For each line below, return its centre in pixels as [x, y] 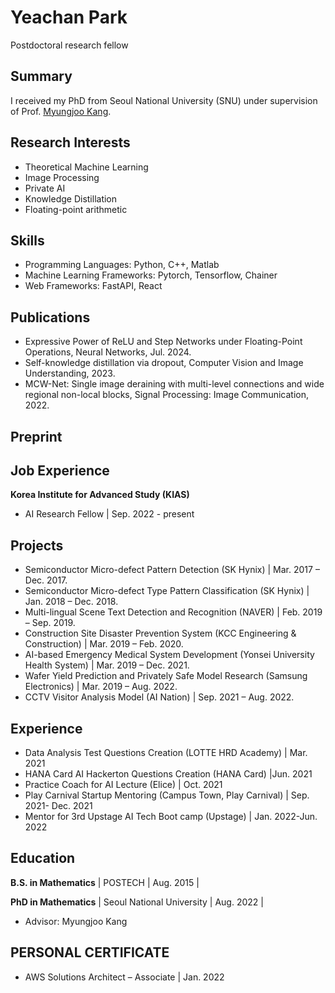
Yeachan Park [69, 17]
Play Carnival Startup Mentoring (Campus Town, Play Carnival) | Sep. [167, 795]
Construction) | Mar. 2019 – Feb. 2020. [104, 644]
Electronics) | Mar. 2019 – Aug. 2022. [101, 687]
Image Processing [62, 177]
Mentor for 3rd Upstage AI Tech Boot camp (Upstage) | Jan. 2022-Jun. [171, 817]
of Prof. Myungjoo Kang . [61, 111]
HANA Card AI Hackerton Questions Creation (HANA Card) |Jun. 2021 [168, 774]
